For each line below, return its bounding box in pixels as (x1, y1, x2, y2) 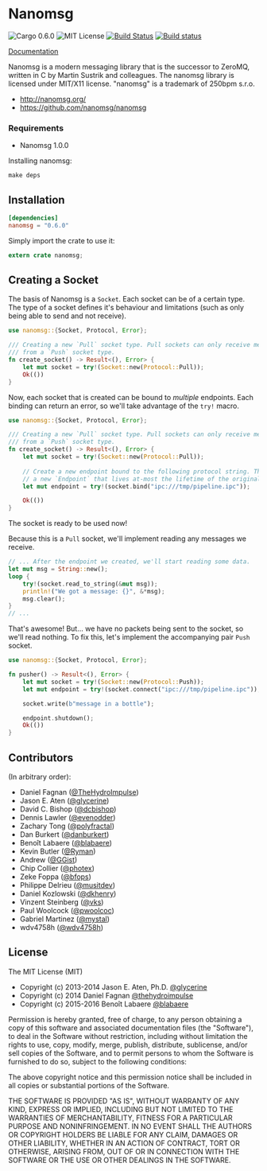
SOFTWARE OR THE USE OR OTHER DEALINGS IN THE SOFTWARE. (8, 1155, 231, 1165)
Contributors (8, 751, 74, 764)
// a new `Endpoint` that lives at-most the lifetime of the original (22, 475, 261, 483)
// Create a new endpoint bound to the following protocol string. (22, 467, 250, 476)
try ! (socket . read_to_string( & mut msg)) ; (22, 580, 158, 588)
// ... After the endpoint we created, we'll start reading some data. (8, 558, 250, 566)
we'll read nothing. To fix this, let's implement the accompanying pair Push (8, 632, 250, 642)
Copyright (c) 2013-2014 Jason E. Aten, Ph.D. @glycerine (19, 982, 208, 991)
